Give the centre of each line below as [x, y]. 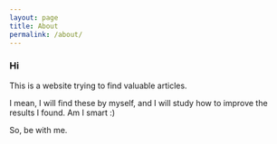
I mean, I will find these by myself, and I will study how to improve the [139, 103]
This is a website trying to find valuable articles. [98, 85]
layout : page [34, 18]
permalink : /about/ [46, 34]
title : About [34, 26]
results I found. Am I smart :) [62, 112]
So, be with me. [38, 130]
